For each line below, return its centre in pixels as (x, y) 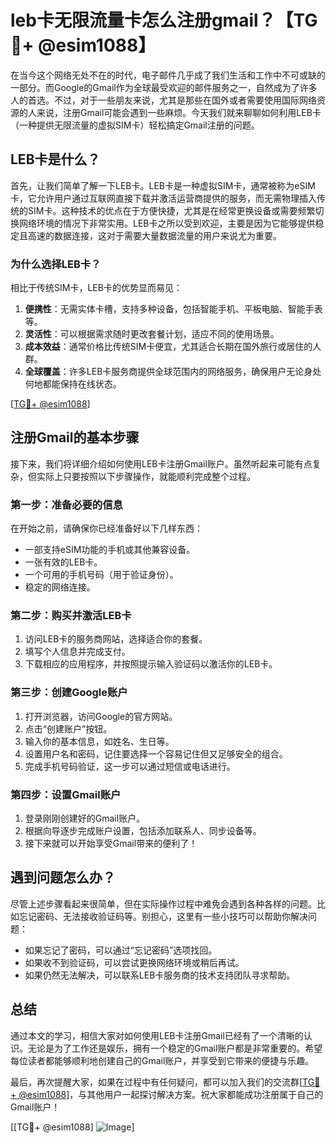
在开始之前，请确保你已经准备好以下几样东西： (106, 528)
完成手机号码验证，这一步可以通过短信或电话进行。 (130, 766)
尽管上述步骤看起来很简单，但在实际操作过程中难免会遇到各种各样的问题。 (163, 903)
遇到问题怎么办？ (63, 877)
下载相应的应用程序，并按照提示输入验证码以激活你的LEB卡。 (151, 664)
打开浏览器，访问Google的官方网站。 (101, 716)
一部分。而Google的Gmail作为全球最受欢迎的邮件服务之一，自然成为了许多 (164, 87)
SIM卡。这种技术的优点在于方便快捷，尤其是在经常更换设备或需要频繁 (171, 210)
